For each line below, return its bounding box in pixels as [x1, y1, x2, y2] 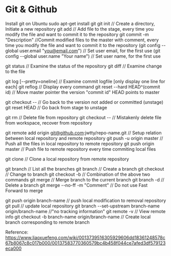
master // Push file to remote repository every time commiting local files [5, 146, 156, 152]
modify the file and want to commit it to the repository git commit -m [5, 31, 149, 37]
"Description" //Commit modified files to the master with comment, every [5, 37, 159, 43]
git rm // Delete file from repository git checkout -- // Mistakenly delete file [5, 114, 162, 121]
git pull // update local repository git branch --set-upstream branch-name [5, 203, 160, 209]
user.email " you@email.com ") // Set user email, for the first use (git [19, 48, 161, 54]
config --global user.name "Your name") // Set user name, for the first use [5, 53, 161, 59]
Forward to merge [5, 188, 43, 194]
